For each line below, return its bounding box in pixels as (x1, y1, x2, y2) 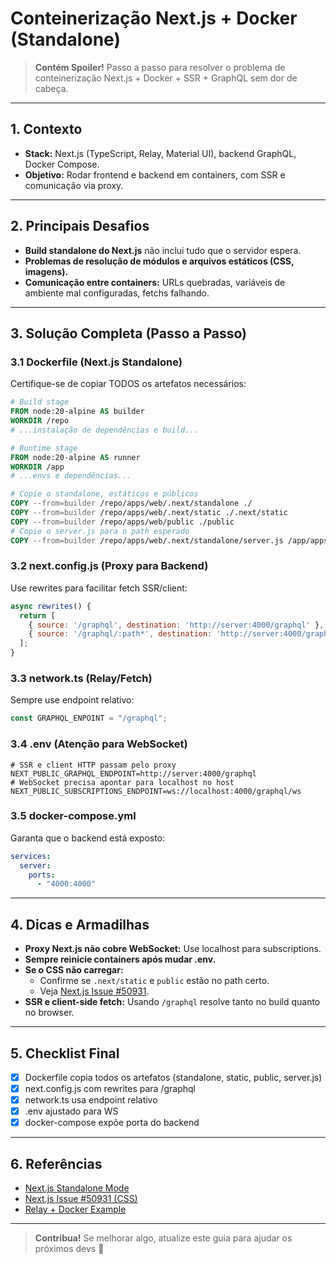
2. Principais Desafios (10, 218, 150, 235)
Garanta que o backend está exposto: (10, 832, 166, 844)
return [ (19, 610, 56, 621)
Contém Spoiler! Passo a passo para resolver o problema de (34, 61, 286, 73)
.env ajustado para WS (24, 1105, 119, 1117)
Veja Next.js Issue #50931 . (39, 985, 150, 997)
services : (10, 851, 52, 861)
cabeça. (34, 82, 69, 94)
